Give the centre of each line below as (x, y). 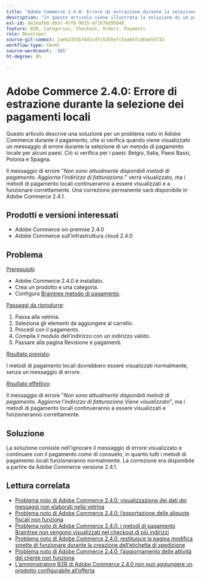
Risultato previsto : (28, 354)
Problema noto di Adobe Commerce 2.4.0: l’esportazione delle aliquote (102, 513)
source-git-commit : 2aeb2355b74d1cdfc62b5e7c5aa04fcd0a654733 (85, 40)
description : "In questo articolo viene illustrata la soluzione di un (97, 17)
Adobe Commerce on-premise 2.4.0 (60, 229)
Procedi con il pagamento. (47, 330)
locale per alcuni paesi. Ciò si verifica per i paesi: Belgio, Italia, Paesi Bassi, (99, 153)
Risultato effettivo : (29, 384)
